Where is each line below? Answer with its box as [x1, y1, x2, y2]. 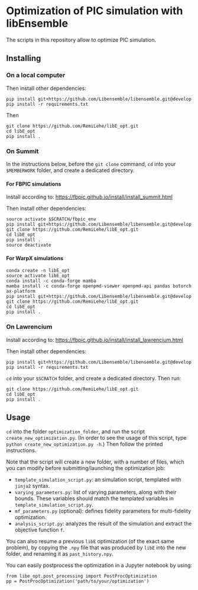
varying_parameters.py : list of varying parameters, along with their [14, 489, 177, 496]
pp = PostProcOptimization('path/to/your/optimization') [6, 578, 150, 585]
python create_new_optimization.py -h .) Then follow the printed [6, 440, 163, 448]
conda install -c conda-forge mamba [6, 278, 96, 284]
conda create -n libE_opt [6, 268, 70, 274]
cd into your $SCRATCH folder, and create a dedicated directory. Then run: [6, 374, 181, 382]
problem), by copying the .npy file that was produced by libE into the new [6, 544, 187, 551]
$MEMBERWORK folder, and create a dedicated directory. [6, 167, 135, 174]
